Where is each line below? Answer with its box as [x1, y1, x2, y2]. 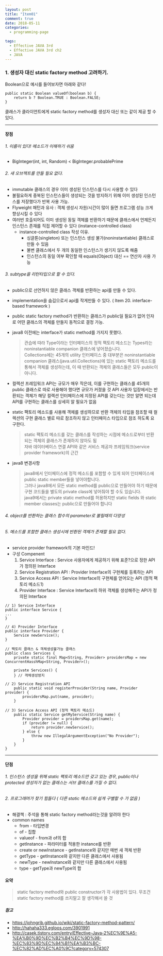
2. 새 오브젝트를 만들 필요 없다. [5, 171, 63, 176]
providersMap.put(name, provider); [22, 694, 95, 699]
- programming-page [9, 30, 49, 35]
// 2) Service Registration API [5, 681, 70, 686]
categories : [5, 25, 29, 30]
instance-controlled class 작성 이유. [19, 229, 90, 235]
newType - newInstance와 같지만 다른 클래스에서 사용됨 [19, 859, 127, 865]
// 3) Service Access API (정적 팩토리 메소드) [5, 708, 95, 713]
